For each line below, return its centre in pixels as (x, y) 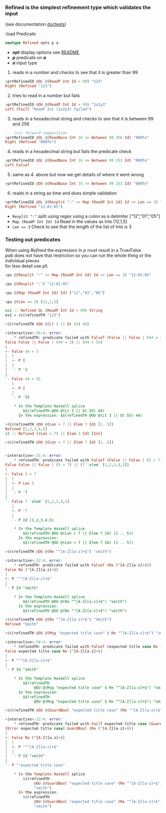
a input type (25, 63)
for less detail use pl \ (26, 266)
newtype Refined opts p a (32, 43)
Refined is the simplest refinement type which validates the (78, 7)
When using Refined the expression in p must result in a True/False (73, 250)
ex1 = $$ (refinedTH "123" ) (33, 315)
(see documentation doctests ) (36, 24)
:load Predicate (21, 34)
